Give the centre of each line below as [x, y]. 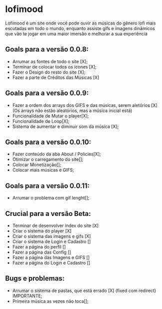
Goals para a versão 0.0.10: [48, 142]
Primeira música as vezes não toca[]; [50, 301]
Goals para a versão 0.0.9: [47, 93]
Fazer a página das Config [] [42, 252]
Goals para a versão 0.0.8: [47, 49]
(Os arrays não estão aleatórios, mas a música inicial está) [72, 110]
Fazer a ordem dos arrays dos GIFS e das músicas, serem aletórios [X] [85, 105]
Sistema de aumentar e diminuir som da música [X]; [65, 126]
